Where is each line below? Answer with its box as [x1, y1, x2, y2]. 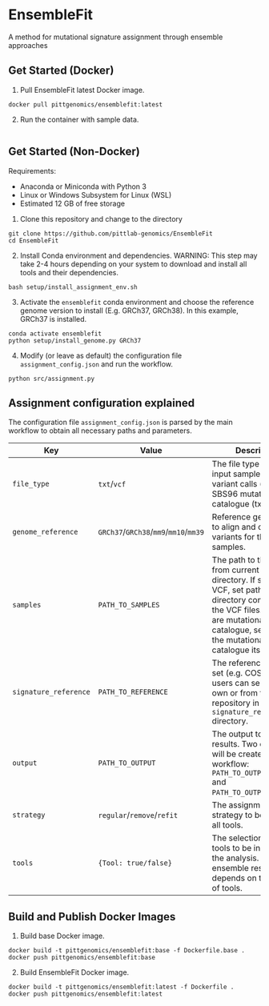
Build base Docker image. [19, 931, 106, 941]
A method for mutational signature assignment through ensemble [8, 32, 223, 42]
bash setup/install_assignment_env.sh [8, 283, 138, 291]
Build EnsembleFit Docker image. [19, 968, 130, 977]
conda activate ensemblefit [8, 330, 102, 338]
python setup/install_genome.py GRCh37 [8, 336, 142, 345]
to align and [211, 522, 256, 533]
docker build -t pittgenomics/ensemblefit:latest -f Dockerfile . [8, 983, 235, 992]
